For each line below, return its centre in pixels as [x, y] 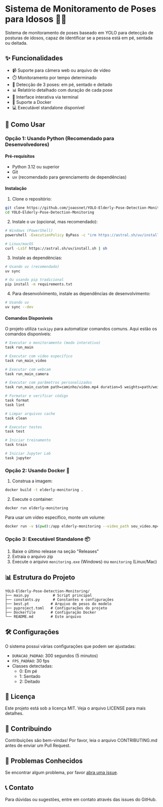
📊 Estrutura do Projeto [40, 578]
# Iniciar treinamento [28, 440]
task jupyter [18, 458]
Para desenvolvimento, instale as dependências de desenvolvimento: [81, 294]
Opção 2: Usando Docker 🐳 [37, 470]
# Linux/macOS [19, 244]
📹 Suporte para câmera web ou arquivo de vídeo [61, 70]
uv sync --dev [19, 307]
